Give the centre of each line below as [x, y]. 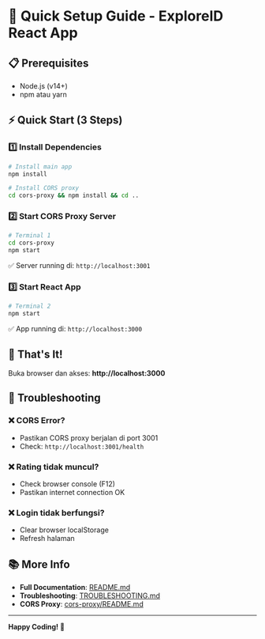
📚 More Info [39, 564]
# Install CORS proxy [44, 188]
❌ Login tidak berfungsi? [56, 512]
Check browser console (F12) [67, 484]
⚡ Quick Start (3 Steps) [65, 121]
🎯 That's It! [35, 354]
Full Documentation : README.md [75, 588]
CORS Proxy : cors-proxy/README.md [81, 604]
